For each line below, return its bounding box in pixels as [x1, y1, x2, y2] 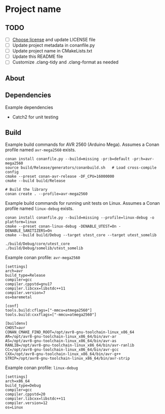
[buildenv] [5, 321, 28, 326]
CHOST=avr [5, 326, 26, 331]
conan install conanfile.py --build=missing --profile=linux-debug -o [5, 215, 155, 220]
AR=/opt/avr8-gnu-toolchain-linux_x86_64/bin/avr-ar [5, 334, 117, 339]
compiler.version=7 [5, 291, 46, 296]
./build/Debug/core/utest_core [5, 241, 70, 247]
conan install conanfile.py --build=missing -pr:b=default [5, 156, 130, 162]
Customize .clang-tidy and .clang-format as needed [12, 59, 119, 65]
